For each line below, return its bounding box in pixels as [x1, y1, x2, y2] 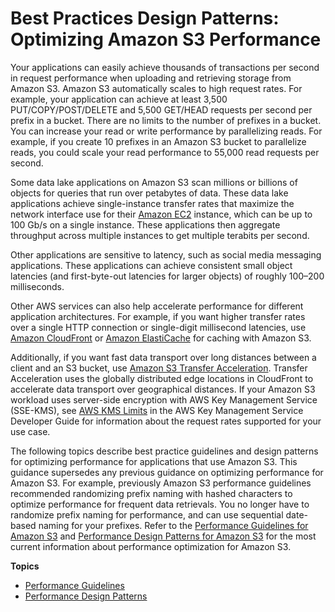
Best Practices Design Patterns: [10, 7, 280, 30]
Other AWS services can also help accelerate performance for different [10, 300, 304, 312]
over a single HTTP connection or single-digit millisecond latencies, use [10, 321, 307, 333]
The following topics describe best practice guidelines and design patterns [10, 445, 319, 457]
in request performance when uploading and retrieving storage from [10, 72, 292, 84]
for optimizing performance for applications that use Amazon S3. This [10, 455, 298, 467]
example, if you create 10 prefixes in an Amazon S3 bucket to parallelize [10, 135, 307, 147]
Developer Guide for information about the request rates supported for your [10, 415, 322, 427]
